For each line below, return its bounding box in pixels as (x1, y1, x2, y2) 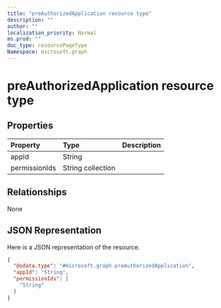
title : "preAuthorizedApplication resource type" (7, 10, 152, 17)
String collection (62, 163, 115, 173)
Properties (7, 120, 54, 131)
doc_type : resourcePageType (7, 42, 88, 49)
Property (10, 140, 40, 150)
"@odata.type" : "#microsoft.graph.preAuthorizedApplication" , (13, 263, 195, 269)
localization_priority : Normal (7, 29, 97, 36)
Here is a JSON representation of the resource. (7, 243, 141, 251)
